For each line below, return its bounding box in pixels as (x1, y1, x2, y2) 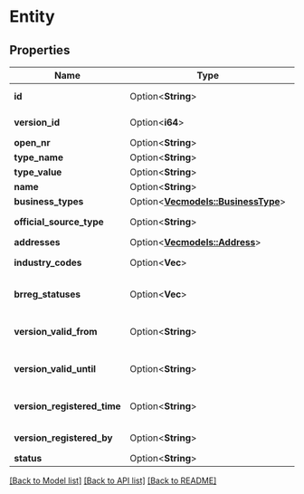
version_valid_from (14, 326, 98, 337)
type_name (14, 151, 63, 164)
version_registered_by (14, 432, 113, 444)
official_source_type (14, 215, 104, 228)
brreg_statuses (14, 288, 81, 300)
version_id (14, 116, 61, 128)
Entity (9, 6, 56, 27)
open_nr (14, 137, 52, 148)
